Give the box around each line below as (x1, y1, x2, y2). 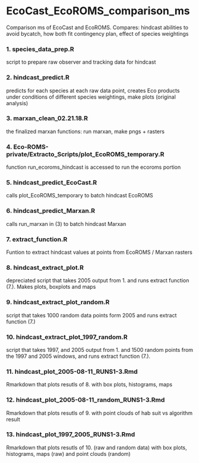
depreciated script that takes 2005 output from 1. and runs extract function (6, 277, 189, 284)
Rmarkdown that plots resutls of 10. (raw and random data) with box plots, (6, 444, 187, 451)
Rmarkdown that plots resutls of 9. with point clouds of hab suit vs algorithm (6, 409, 193, 417)
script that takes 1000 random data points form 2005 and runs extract (6, 311, 177, 319)
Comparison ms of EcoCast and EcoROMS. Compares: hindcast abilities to (6, 24, 189, 31)
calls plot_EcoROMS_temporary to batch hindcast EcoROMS (6, 192, 153, 199)
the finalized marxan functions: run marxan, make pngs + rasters (6, 128, 165, 135)
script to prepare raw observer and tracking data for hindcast (6, 58, 156, 66)
